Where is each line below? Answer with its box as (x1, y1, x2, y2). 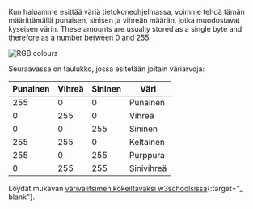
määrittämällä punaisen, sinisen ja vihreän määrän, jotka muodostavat (8, 15, 241, 25)
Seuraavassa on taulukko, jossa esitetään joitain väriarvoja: (8, 64, 205, 74)
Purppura (129, 150, 166, 160)
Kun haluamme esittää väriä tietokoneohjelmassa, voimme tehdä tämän (8, 7, 245, 16)
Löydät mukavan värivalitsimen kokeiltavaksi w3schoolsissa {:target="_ (8, 184, 244, 193)
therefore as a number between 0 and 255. (8, 32, 151, 42)
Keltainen (129, 137, 166, 147)
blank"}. (8, 192, 36, 202)
